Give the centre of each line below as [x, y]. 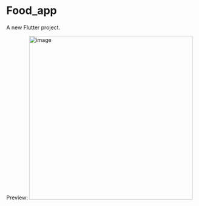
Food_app [32, 11]
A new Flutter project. [33, 27]
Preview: [17, 197]
